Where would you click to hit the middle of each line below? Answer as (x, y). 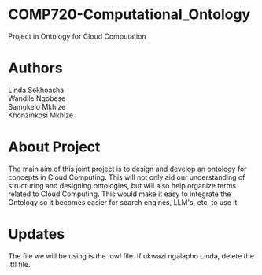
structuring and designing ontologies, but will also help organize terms (122, 185)
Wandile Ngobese (37, 98)
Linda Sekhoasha (36, 90)
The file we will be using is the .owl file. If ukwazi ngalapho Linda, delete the (131, 256)
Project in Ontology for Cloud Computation (77, 36)
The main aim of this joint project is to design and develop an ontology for (127, 169)
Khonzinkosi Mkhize (41, 115)
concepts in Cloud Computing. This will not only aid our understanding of (127, 177)
